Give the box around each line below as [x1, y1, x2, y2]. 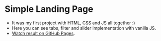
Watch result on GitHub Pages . [11, 30, 75, 36]
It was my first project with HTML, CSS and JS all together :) [11, 20, 135, 26]
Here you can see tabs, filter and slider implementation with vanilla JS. [11, 25, 156, 31]
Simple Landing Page [4, 3, 93, 15]
